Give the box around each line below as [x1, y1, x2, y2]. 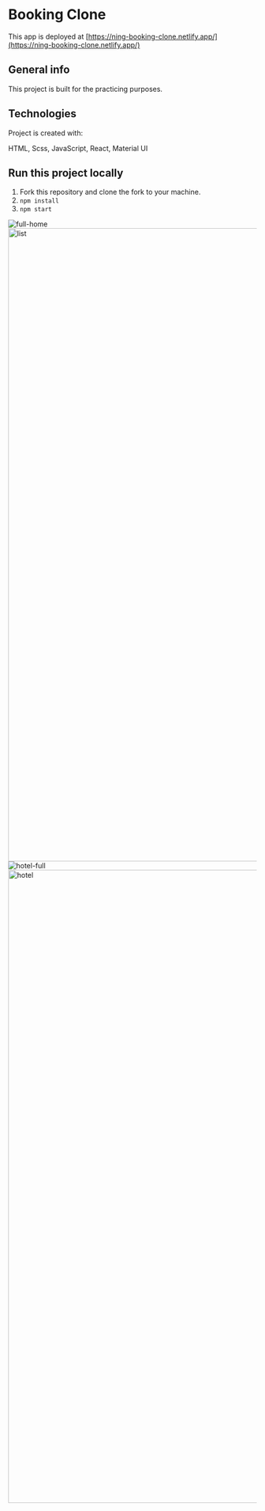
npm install [19, 197, 59, 205]
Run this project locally [8, 166, 124, 180]
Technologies [8, 107, 77, 120]
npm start [19, 206, 53, 214]
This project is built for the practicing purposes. [8, 84, 163, 93]
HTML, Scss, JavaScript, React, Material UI [8, 143, 148, 153]
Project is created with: [8, 128, 84, 138]
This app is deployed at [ [8, 32, 89, 41]
